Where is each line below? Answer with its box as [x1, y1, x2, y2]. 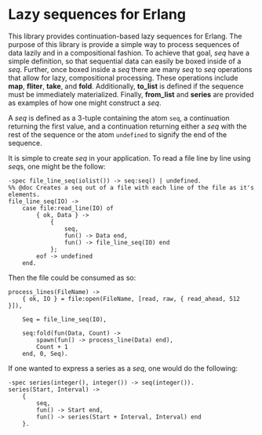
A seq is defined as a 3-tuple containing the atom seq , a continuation [8, 113, 230, 122]
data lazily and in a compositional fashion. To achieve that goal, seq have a [8, 48, 249, 57]
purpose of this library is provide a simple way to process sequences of [8, 39, 240, 49]
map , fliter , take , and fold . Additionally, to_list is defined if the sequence [8, 81, 244, 91]
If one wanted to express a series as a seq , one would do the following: [8, 363, 238, 373]
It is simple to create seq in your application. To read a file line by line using [8, 153, 251, 162]
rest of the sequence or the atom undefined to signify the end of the [8, 129, 227, 139]
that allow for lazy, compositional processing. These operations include [8, 73, 238, 82]
